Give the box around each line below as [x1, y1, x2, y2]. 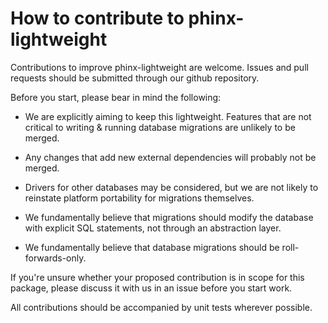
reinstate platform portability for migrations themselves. [24, 192, 255, 204]
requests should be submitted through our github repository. [10, 72, 260, 84]
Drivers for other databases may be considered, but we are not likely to [24, 181, 319, 193]
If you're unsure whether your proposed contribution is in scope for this [10, 271, 305, 283]
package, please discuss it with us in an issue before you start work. [10, 282, 293, 294]
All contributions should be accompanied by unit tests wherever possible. [10, 301, 313, 313]
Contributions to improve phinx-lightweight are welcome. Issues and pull [10, 61, 309, 73]
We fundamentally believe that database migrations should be [24, 241, 280, 253]
